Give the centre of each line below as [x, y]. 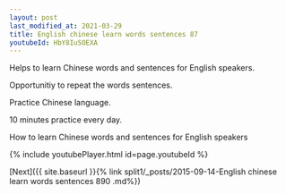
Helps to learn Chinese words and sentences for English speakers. [132, 68]
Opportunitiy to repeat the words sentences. [91, 85]
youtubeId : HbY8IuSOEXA [54, 42]
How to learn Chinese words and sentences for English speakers [129, 137]
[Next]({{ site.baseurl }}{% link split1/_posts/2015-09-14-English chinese [143, 172]
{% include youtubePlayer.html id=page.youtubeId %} [109, 155]
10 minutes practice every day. [66, 120]
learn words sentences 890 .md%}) [75, 181]
